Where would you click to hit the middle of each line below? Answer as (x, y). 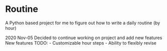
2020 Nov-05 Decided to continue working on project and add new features (84, 38)
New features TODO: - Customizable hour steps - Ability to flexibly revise (81, 43)
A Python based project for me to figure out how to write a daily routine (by (83, 23)
